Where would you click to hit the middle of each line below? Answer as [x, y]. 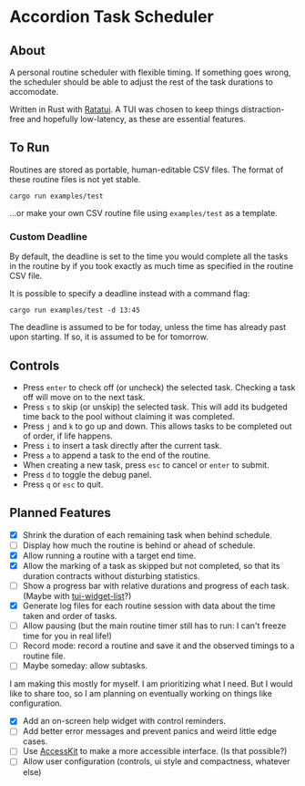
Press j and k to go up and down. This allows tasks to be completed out [158, 426]
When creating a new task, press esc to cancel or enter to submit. [146, 465]
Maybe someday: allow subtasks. [85, 666]
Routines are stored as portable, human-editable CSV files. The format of [147, 170]
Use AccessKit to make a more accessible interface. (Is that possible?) [155, 751]
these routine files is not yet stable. [75, 179]
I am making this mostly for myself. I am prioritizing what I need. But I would [151, 684]
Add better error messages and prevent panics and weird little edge [150, 731]
